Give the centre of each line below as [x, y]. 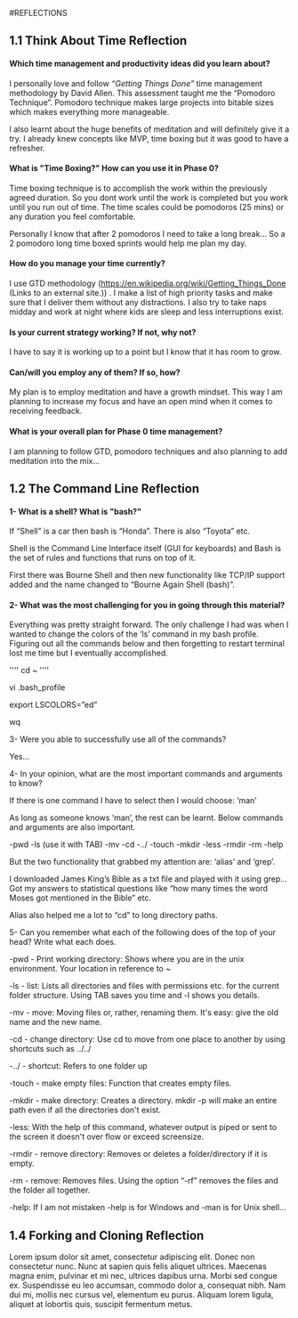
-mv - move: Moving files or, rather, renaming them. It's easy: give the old [144, 1013]
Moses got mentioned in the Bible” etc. [81, 898]
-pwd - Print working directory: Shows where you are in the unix [127, 959]
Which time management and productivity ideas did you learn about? [140, 63]
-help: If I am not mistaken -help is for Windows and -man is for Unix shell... [148, 1208]
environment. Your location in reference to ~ [90, 969]
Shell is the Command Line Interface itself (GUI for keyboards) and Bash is [145, 549]
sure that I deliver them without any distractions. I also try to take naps [138, 302]
